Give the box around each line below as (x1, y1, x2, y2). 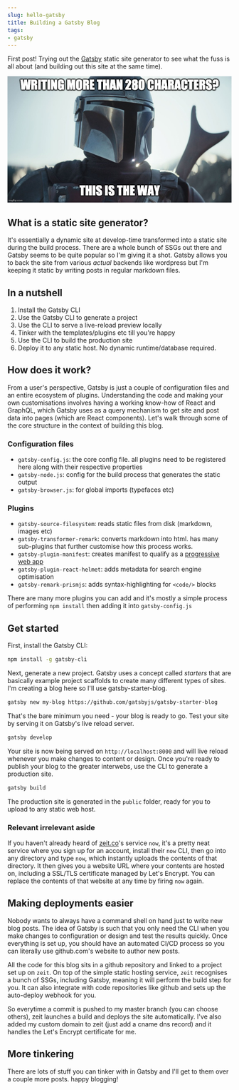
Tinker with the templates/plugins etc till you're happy (17, 328, 176, 337)
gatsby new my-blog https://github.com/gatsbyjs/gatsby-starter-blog (7, 699, 218, 706)
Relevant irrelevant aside (7, 822, 95, 832)
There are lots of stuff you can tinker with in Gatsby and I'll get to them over (7, 1067, 229, 1076)
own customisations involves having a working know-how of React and (7, 398, 216, 407)
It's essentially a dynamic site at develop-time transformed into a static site (7, 236, 228, 244)
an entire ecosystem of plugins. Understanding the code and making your (7, 390, 223, 399)
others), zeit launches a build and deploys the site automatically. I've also (7, 1012, 222, 1021)
